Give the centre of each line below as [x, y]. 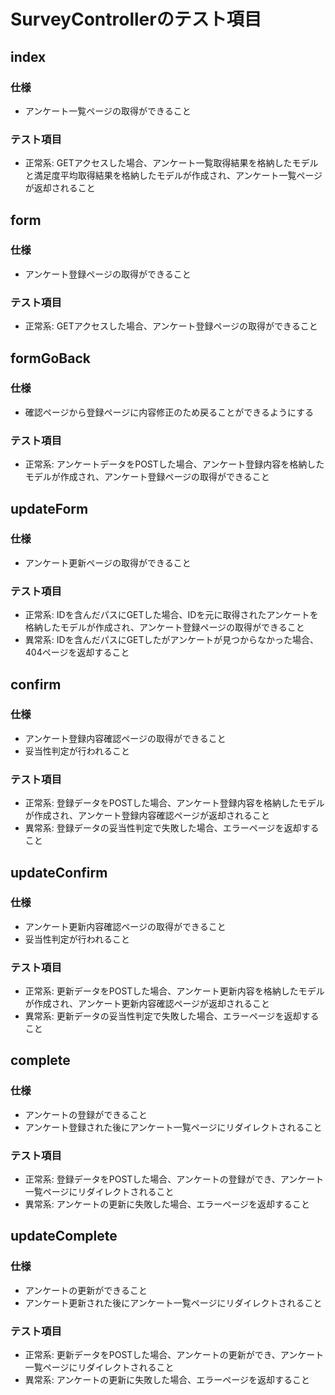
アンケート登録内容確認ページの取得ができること [125, 738]
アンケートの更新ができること [86, 1290]
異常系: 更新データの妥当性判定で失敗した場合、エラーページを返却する [172, 1016]
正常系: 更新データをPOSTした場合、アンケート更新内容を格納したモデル [174, 991]
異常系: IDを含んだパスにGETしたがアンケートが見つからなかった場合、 [171, 640]
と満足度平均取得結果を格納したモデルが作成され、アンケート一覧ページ [173, 176]
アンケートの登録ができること [86, 1114]
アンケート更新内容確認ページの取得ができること [125, 926]
